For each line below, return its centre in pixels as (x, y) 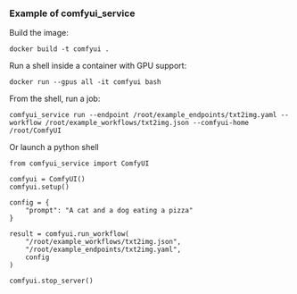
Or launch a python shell (54, 147)
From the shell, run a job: (55, 99)
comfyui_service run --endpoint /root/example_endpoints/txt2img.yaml (143, 115)
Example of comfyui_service (72, 13)
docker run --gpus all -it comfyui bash (86, 82)
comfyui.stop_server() (51, 281)
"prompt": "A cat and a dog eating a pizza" (109, 211)
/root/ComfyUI (36, 131)
